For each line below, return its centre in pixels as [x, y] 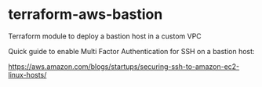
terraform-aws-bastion [86, 14]
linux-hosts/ [27, 74]
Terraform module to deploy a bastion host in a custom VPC [105, 36]
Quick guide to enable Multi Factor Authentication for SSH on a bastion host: [131, 51]
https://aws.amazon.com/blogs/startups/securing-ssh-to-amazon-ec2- [124, 66]
